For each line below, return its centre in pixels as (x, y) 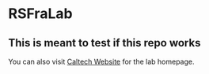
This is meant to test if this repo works (104, 43)
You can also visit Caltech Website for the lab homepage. (101, 61)
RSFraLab (40, 14)
